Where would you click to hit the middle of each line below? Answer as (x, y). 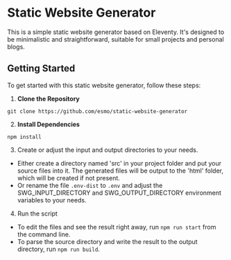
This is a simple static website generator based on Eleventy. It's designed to (116, 32)
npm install (24, 137)
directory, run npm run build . (59, 249)
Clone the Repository (48, 98)
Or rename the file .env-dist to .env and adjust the (90, 185)
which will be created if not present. (68, 177)
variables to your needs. (52, 200)
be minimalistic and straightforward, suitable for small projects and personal (115, 39)
